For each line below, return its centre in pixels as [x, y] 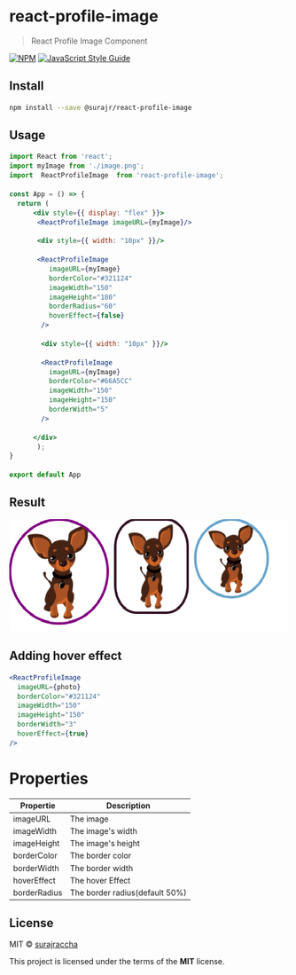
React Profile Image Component [89, 41]
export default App [45, 475]
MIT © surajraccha [43, 944]
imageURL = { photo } [49, 687]
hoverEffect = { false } [86, 316]
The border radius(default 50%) [129, 892]
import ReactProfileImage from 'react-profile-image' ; [117, 176]
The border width [101, 868]
